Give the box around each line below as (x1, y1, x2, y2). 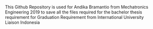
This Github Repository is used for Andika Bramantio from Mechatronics (5, 4, 149, 10)
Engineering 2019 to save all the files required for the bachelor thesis (5, 9, 142, 15)
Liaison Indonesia (5, 19, 40, 25)
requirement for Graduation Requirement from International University (5, 14, 144, 20)
